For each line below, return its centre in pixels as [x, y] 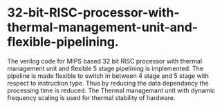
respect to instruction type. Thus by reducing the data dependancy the [108, 83]
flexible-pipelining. [63, 42]
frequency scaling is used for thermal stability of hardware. [91, 97]
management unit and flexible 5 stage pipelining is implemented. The [105, 68]
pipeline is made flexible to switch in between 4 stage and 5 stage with [108, 76]
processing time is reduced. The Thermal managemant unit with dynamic [111, 90]
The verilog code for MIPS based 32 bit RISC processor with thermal [105, 61]
